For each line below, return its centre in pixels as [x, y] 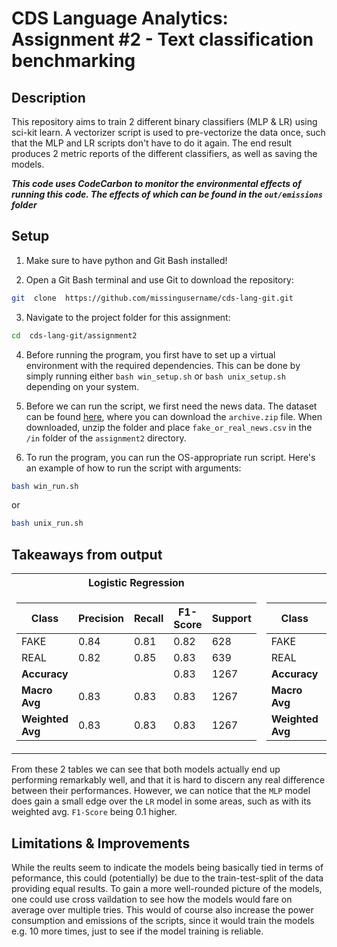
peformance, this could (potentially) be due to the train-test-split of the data [167, 878]
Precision [101, 619]
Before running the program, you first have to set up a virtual [150, 354]
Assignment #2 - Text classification [162, 39]
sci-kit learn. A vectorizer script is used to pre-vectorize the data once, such [168, 132]
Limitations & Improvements [101, 843]
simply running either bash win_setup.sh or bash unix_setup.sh [155, 376]
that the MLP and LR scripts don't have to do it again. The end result [152, 143]
